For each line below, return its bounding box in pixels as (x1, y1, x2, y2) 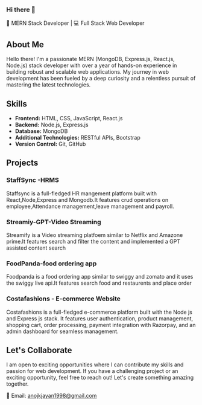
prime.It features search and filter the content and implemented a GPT (6, 238, 181, 245)
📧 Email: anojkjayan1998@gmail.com (6, 392, 97, 400)
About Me (6, 39, 44, 50)
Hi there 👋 (6, 5, 36, 14)
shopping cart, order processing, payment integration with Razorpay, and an (6, 321, 196, 328)
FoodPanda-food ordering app (6, 259, 97, 268)
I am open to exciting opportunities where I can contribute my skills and (6, 361, 184, 368)
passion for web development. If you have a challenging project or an (6, 368, 178, 375)
